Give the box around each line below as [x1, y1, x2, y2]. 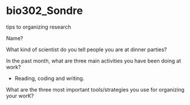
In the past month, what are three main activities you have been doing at [6, 57, 181, 64]
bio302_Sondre [6, 4, 84, 17]
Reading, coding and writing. [14, 75, 85, 82]
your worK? [6, 92, 34, 99]
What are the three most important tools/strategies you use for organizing [6, 86, 185, 93]
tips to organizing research [6, 23, 72, 30]
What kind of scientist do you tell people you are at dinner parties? [6, 45, 167, 53]
